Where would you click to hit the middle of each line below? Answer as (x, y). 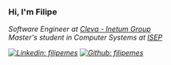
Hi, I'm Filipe (33, 12)
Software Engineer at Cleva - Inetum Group (80, 29)
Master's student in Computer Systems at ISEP (85, 37)
